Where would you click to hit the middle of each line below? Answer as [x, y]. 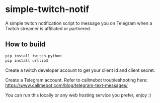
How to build [25, 44]
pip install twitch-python [33, 56]
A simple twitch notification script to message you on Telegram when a [79, 23]
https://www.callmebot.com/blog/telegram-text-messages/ [67, 85]
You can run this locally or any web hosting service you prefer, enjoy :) [78, 95]
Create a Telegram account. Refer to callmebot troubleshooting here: [76, 80]
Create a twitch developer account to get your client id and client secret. [80, 70]
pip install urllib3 [27, 61]
